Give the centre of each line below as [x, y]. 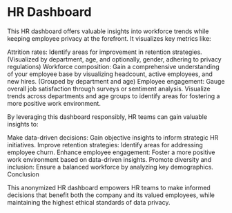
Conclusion [23, 174]
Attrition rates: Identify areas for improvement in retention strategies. [105, 52]
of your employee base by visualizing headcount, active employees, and [110, 74]
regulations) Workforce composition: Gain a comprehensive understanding [113, 66]
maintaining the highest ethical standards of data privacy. [89, 202]
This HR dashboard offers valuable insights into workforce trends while [108, 31]
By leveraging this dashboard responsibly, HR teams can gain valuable [107, 117]
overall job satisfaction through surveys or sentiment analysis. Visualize [109, 89]
